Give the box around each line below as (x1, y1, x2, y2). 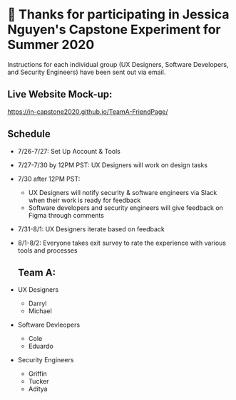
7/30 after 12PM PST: (17, 174, 81, 183)
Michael (28, 307, 52, 315)
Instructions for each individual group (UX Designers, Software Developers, (7, 60, 229, 68)
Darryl (28, 299, 47, 308)
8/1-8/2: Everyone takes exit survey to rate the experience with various (17, 238, 227, 247)
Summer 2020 (7, 37, 95, 53)
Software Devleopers (17, 320, 81, 330)
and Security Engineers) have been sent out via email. (7, 68, 166, 76)
